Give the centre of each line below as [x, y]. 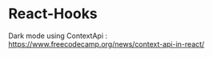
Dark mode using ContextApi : [58, 36]
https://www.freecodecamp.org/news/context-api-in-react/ [106, 44]
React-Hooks [53, 14]
